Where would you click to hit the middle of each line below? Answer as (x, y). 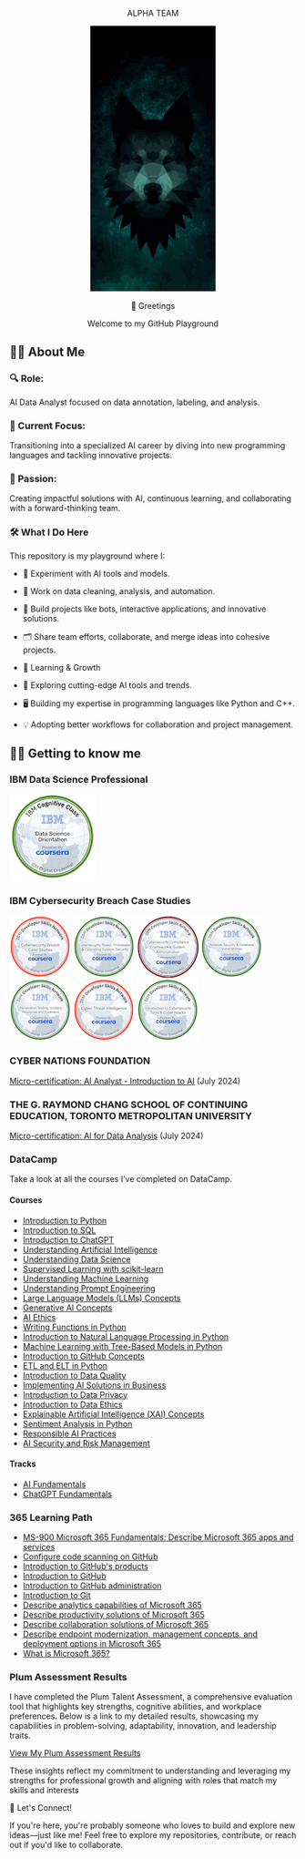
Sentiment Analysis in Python (77, 1423)
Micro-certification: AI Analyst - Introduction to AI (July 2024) (125, 1081)
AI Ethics (39, 1317)
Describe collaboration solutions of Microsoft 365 (116, 1625)
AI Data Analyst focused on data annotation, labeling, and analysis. (135, 402)
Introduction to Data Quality (74, 1375)
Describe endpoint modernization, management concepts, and (140, 1634)
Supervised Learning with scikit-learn (93, 1268)
